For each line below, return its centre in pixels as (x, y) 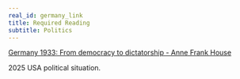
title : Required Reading (49, 23)
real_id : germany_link (46, 15)
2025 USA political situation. (55, 68)
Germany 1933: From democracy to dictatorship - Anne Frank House (120, 53)
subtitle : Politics (40, 30)
